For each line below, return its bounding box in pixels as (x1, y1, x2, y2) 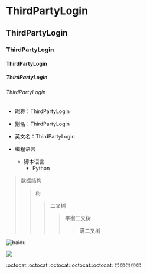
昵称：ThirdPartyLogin (14, 108, 70, 115)
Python (32, 165, 50, 172)
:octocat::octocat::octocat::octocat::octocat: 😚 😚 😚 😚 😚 (6, 262, 142, 269)
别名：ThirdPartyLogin (14, 120, 70, 127)
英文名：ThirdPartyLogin (14, 133, 75, 140)
